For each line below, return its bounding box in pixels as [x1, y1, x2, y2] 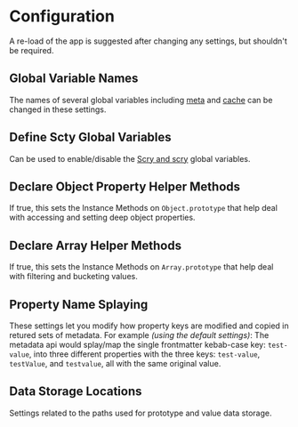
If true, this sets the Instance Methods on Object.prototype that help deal [9, 203, 278, 213]
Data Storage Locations [9, 384, 142, 399]
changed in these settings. [9, 104, 107, 115]
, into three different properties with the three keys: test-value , [28, 349, 261, 359]
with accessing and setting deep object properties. [9, 212, 196, 223]
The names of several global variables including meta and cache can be [9, 94, 273, 105]
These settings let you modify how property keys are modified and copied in [9, 320, 289, 331]
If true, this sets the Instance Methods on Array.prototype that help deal [9, 262, 274, 272]
